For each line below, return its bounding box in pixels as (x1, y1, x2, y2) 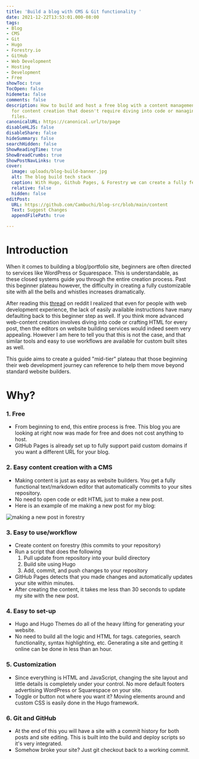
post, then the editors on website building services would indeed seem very (6, 324, 191, 332)
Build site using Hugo (23, 561, 76, 568)
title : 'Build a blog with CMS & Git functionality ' (6, 8, 142, 15)
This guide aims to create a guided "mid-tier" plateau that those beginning (6, 355, 188, 362)
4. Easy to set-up (6, 607, 56, 615)
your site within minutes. (14, 579, 75, 587)
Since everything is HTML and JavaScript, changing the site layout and (14, 674, 188, 681)
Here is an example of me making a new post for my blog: (14, 502, 156, 509)
